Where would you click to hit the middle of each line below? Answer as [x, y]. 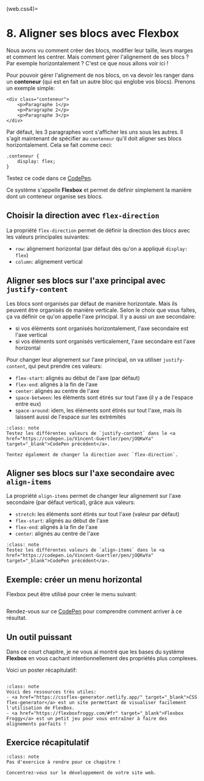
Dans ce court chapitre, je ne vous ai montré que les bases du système [95, 652]
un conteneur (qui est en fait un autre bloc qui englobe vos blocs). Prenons [101, 81]
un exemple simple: [31, 88]
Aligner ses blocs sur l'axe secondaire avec [91, 473]
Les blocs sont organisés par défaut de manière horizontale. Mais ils [92, 303]
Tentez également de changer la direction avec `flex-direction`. [92, 455]
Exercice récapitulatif [48, 743]
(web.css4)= [22, 9]
